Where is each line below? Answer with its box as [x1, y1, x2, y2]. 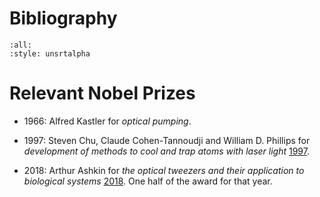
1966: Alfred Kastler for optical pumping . [23, 115, 192, 127]
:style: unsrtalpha [9, 48, 91, 59]
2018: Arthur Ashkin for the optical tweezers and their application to [23, 164, 305, 176]
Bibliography [9, 7, 118, 30]
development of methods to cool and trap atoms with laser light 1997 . [23, 145, 310, 157]
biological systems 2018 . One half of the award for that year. [23, 175, 273, 187]
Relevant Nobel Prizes [9, 82, 196, 105]
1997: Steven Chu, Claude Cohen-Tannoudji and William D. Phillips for [23, 134, 311, 146]
